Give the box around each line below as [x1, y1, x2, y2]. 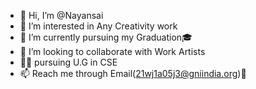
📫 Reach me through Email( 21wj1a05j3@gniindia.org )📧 [19, 68, 247, 79]
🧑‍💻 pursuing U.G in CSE [19, 56, 118, 68]
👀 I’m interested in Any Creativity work [19, 20, 178, 32]
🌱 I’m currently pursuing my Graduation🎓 [19, 31, 193, 43]
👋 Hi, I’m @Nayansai [19, 10, 104, 21]
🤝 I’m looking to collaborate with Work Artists [19, 46, 206, 57]
